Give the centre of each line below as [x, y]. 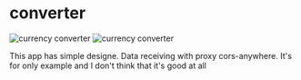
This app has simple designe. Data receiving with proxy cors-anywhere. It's [151, 55]
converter [48, 13]
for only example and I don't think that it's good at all [108, 65]
